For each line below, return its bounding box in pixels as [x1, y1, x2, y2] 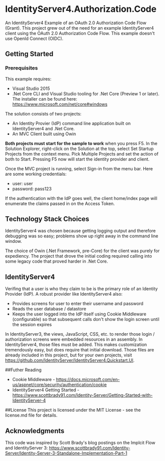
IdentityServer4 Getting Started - [12, 387, 80, 393]
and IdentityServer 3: [5, 445, 48, 451]
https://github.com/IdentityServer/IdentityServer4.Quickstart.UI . [5, 357, 135, 363]
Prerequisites [5, 65, 38, 72]
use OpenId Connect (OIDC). [5, 36, 64, 41]
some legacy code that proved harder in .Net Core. [5, 258, 108, 265]
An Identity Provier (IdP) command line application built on [12, 120, 131, 126]
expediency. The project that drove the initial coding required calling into [5, 253, 152, 259]
